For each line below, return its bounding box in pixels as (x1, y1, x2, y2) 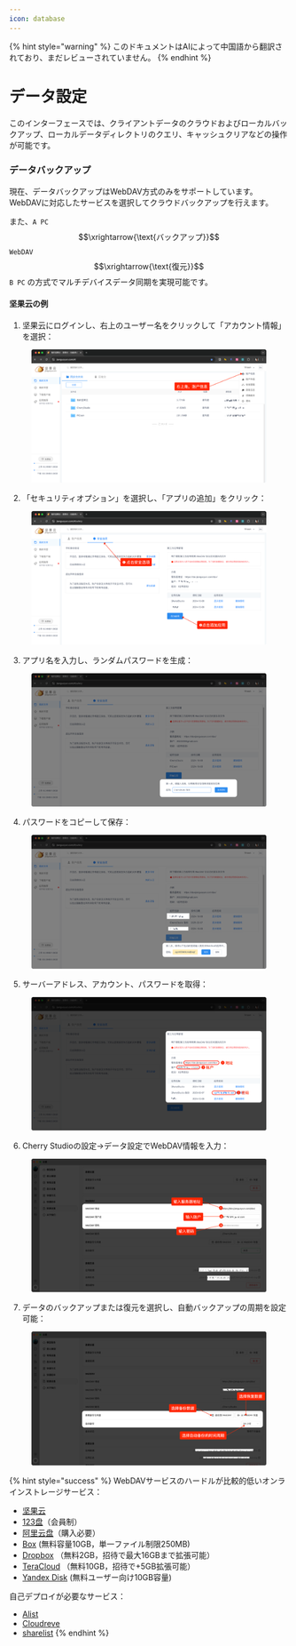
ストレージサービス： (24, 1486, 103, 1497)
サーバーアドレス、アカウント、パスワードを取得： (21, 979, 208, 989)
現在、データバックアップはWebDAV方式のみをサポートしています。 (9, 186, 258, 196)
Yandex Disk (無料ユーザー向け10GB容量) (21, 1571, 173, 1582)
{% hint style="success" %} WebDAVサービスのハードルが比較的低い (9, 1475, 263, 1486)
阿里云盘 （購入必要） (21, 1527, 100, 1538)
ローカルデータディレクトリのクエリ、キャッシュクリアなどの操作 (47, 129, 288, 140)
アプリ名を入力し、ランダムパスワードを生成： (21, 654, 193, 666)
